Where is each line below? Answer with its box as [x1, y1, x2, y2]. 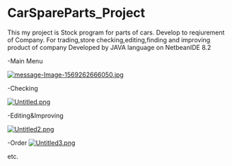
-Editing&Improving [7, 111, 64, 120]
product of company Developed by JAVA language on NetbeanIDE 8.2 [7, 43, 211, 51]
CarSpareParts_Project [7, 5, 146, 21]
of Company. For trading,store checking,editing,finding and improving [7, 35, 211, 44]
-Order [7, 139, 28, 147]
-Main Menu [7, 56, 43, 65]
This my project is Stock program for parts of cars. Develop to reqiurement [7, 28, 225, 37]
